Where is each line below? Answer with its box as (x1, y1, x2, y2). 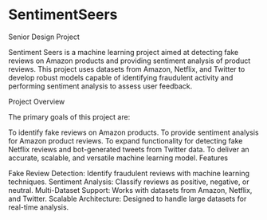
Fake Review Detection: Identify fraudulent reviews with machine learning (8, 168, 249, 178)
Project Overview (8, 96, 65, 106)
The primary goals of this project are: (8, 112, 131, 121)
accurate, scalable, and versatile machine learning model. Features (8, 153, 229, 163)
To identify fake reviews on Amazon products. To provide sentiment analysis (8, 128, 259, 137)
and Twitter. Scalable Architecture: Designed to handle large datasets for (8, 194, 247, 203)
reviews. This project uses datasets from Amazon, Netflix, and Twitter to (8, 64, 245, 73)
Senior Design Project (8, 32, 80, 41)
